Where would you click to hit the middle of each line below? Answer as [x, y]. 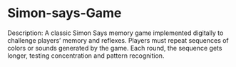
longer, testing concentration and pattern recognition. [86, 56]
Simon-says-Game [65, 13]
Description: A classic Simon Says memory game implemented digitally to [116, 33]
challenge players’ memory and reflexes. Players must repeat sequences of [118, 40]
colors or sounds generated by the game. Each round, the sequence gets [115, 48]
